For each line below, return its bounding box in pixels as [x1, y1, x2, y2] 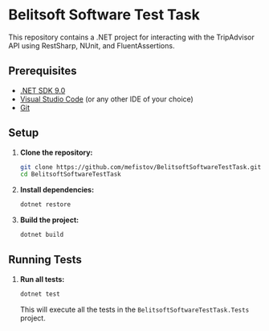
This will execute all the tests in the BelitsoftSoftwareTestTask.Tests [19, 304, 250, 314]
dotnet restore [19, 201, 71, 209]
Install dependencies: [19, 185, 95, 195]
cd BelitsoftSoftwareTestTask [19, 171, 122, 179]
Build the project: [19, 215, 79, 225]
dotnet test [19, 290, 60, 298]
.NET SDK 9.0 [19, 85, 66, 95]
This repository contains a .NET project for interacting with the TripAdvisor [8, 32, 255, 42]
